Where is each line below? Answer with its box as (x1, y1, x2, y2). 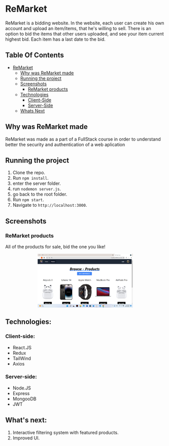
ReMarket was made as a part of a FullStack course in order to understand (5, 136, 161, 142)
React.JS (12, 344, 32, 350)
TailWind (12, 355, 31, 361)
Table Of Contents (5, 51, 64, 60)
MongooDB (12, 396, 37, 402)
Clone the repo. (12, 170, 46, 176)
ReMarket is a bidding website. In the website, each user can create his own (5, 20, 164, 26)
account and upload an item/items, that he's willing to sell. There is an (5, 25, 151, 31)
